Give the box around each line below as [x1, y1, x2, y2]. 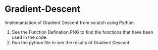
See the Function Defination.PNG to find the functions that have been [11, 29, 154, 35]
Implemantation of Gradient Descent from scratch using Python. [4, 20, 135, 25]
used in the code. [11, 34, 48, 40]
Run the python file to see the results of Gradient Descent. [11, 39, 131, 45]
